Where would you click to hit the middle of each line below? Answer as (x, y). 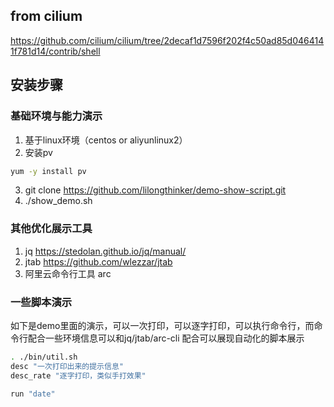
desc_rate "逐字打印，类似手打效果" (78, 375)
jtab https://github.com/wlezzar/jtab (98, 261)
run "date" (33, 394)
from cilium (46, 16)
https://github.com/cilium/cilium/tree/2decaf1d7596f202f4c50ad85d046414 (167, 40)
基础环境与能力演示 (56, 116)
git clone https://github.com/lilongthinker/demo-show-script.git (155, 190)
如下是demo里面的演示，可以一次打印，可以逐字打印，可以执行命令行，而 (162, 325)
